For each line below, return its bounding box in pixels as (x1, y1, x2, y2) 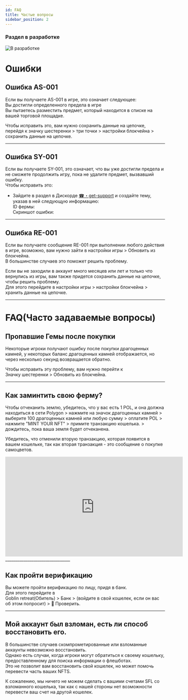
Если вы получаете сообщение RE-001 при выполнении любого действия (5, 242, 165, 248)
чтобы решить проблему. (5, 279, 60, 285)
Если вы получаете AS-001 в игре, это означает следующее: (5, 96, 137, 102)
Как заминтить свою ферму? (5, 391, 103, 399)
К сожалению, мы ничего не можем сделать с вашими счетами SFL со (5, 678, 160, 684)
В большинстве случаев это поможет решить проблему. (5, 258, 128, 264)
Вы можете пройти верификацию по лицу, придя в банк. (5, 584, 128, 591)
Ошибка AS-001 (5, 83, 58, 92)
